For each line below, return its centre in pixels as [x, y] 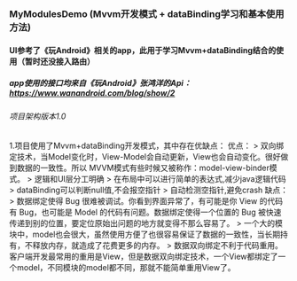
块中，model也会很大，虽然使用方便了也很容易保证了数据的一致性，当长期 [145, 234]
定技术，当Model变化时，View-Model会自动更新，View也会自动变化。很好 [145, 157]
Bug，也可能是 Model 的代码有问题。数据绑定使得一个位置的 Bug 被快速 [150, 212]
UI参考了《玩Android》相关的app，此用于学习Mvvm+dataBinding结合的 [143, 50]
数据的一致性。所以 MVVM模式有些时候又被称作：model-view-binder [143, 168]
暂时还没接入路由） [59, 61]
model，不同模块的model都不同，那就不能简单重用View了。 [126, 268]
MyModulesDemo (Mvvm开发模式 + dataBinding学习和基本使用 [147, 13]
